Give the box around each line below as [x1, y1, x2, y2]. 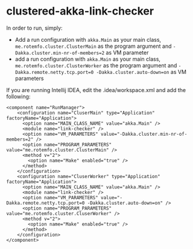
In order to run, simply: [6, 24, 63, 32]
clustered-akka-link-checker [6, 4, 154, 18]
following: [6, 93, 31, 100]
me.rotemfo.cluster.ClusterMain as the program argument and [14, 42, 172, 50]
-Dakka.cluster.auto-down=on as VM [96, 68, 187, 75]
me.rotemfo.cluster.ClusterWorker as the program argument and [14, 62, 177, 69]
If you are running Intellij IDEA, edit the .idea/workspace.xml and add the [6, 86, 186, 93]
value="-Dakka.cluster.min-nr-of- [100, 131, 188, 137]
